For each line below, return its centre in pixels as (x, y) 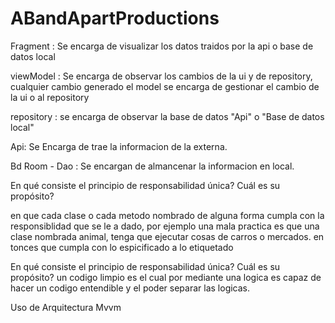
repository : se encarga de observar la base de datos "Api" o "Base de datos (167, 116)
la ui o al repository (50, 97)
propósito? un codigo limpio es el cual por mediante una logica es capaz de (166, 277)
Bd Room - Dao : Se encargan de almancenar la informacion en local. (152, 166)
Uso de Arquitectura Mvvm (66, 307)
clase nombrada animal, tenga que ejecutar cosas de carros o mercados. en (167, 236)
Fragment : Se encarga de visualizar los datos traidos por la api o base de (162, 46)
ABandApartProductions (115, 18)
